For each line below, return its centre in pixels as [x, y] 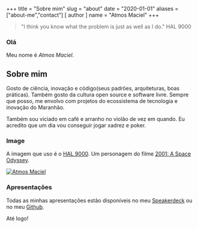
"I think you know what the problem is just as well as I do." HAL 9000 [106, 27]
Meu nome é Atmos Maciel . [40, 55]
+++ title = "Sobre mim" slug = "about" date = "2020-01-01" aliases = [92, 9]
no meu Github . [25, 206]
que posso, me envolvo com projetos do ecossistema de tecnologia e [92, 101]
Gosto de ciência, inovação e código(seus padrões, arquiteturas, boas [93, 89]
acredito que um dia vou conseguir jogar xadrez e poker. [76, 126]
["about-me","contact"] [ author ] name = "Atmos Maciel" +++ [83, 15]
